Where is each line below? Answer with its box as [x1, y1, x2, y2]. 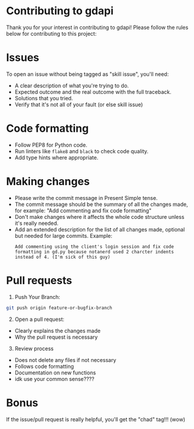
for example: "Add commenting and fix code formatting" [14, 206, 152, 214]
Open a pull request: [14, 316, 65, 323]
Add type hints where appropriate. [14, 154, 99, 161]
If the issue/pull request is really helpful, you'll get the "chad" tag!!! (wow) [6, 415, 185, 422]
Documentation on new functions [14, 369, 96, 376]
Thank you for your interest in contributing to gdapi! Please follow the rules [6, 24, 189, 31]
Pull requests [6, 274, 72, 287]
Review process [14, 345, 54, 352]
